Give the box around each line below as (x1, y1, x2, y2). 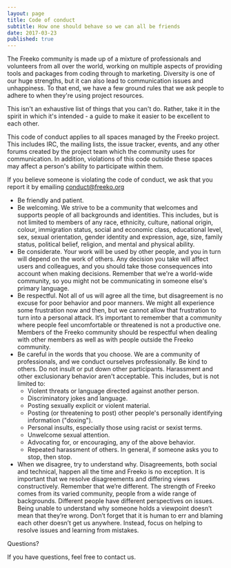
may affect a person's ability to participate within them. (7, 162, 164, 170)
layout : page (7, 10, 45, 17)
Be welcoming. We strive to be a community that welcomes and (17, 204, 198, 212)
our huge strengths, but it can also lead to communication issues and (7, 77, 203, 85)
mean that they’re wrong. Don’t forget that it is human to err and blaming (17, 511, 223, 520)
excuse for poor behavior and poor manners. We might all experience (17, 299, 215, 307)
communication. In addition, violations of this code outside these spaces (7, 155, 213, 163)
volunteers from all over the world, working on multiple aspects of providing (7, 62, 223, 70)
